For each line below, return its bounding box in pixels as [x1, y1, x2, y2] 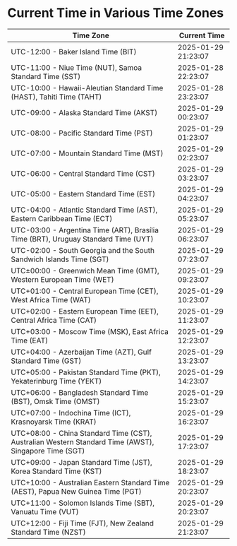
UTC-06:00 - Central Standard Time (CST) [11, 168, 155, 178]
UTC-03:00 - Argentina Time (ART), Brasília [11, 225, 159, 235]
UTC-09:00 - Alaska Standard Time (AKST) [11, 107, 158, 117]
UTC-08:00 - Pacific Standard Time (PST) [11, 128, 153, 138]
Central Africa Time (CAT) [11, 315, 97, 325]
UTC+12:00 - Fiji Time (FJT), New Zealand [11, 518, 154, 528]
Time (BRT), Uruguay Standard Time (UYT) [11, 234, 154, 244]
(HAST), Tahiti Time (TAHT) [11, 92, 102, 102]
